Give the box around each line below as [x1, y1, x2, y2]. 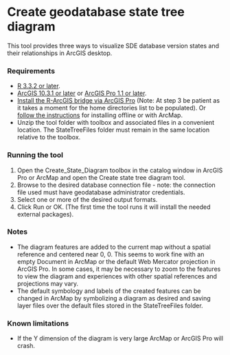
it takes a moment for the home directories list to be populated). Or [16, 104, 206, 112]
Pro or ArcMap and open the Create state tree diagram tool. [16, 173, 186, 181]
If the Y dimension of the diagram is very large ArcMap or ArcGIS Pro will [16, 334, 224, 343]
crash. [16, 342, 36, 350]
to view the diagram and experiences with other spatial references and [16, 272, 218, 280]
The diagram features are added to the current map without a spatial [16, 243, 211, 251]
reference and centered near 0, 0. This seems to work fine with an [16, 250, 205, 258]
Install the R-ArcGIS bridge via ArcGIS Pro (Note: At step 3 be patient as [16, 97, 220, 105]
